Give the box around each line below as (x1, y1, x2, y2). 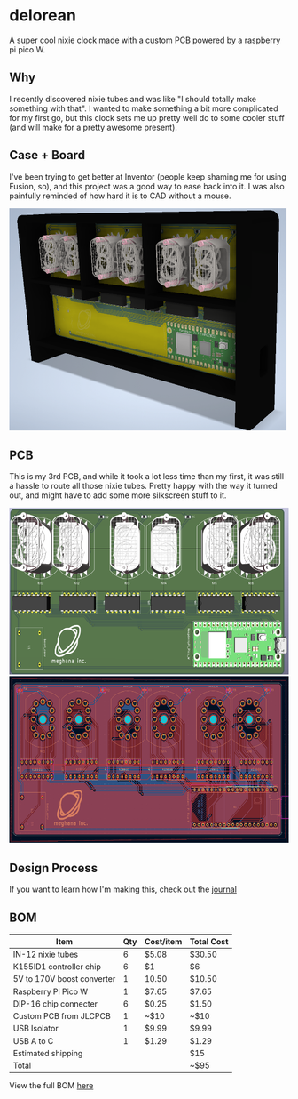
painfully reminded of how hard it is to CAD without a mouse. (9, 190, 232, 201)
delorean (9, 5, 77, 26)
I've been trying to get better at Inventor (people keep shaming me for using (9, 171, 286, 182)
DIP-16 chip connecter (12, 998, 98, 1009)
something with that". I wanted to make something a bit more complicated (9, 103, 278, 114)
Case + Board (9, 148, 86, 163)
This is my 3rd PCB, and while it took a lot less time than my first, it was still (9, 471, 285, 482)
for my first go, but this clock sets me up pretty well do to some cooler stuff (9, 112, 286, 123)
